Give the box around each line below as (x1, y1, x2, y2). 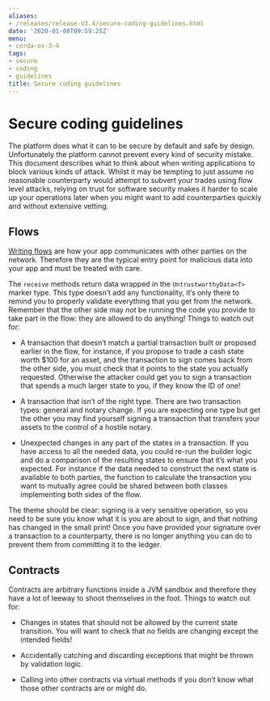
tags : (8, 49, 27, 57)
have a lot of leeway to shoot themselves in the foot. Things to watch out (8, 593, 251, 603)
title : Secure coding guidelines (8, 79, 121, 87)
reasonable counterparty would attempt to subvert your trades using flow (8, 176, 253, 185)
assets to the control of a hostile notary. (19, 423, 153, 432)
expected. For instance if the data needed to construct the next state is (19, 464, 257, 474)
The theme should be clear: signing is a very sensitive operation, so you (8, 505, 248, 515)
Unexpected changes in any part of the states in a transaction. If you (19, 438, 249, 448)
